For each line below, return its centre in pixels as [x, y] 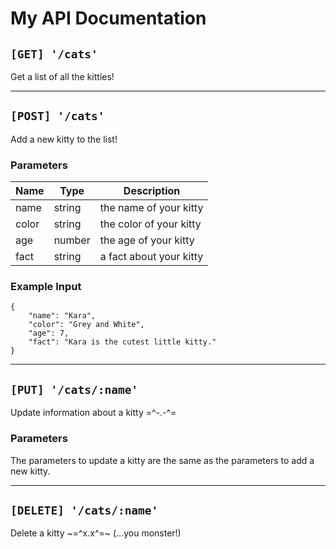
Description [152, 191]
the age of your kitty [147, 240]
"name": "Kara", [62, 316]
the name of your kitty [151, 208]
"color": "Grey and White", [86, 325]
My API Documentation [108, 18]
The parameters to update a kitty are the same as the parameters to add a [162, 460]
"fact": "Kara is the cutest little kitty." [122, 342]
